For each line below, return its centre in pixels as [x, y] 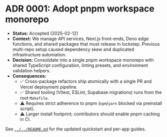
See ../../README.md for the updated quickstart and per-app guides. [76, 129]
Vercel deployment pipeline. [49, 87]
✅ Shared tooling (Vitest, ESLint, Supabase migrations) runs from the [91, 92]
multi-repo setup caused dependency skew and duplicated [73, 49]
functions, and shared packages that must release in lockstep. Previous [86, 44]
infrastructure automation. [39, 54]
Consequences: [29, 76]
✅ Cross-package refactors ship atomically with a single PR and [86, 81]
